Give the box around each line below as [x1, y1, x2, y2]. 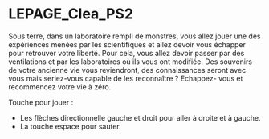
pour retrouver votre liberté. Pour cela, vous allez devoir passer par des [8, 48, 245, 58]
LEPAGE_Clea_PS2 [8, 5, 134, 23]
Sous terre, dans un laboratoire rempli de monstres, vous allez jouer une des [8, 31, 261, 41]
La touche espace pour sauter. [19, 121, 122, 131]
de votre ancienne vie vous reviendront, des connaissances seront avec [8, 65, 247, 74]
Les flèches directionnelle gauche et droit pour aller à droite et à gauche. [19, 113, 261, 122]
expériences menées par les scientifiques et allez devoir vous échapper [8, 39, 247, 49]
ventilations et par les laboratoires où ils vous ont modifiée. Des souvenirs [8, 57, 253, 66]
